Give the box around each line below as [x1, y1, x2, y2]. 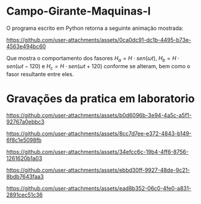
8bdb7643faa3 [6, 173, 44, 180]
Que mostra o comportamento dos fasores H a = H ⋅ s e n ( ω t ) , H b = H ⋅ [6, 54, 180, 63]
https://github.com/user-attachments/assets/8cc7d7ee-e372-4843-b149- [6, 130, 192, 138]
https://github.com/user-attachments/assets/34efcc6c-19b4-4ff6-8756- [6, 148, 189, 156]
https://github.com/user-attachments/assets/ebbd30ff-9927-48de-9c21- [6, 166, 191, 174]
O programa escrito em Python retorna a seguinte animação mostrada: [6, 24, 184, 32]
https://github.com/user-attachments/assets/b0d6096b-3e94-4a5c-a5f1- [6, 111, 192, 119]
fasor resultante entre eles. [6, 70, 74, 77]
